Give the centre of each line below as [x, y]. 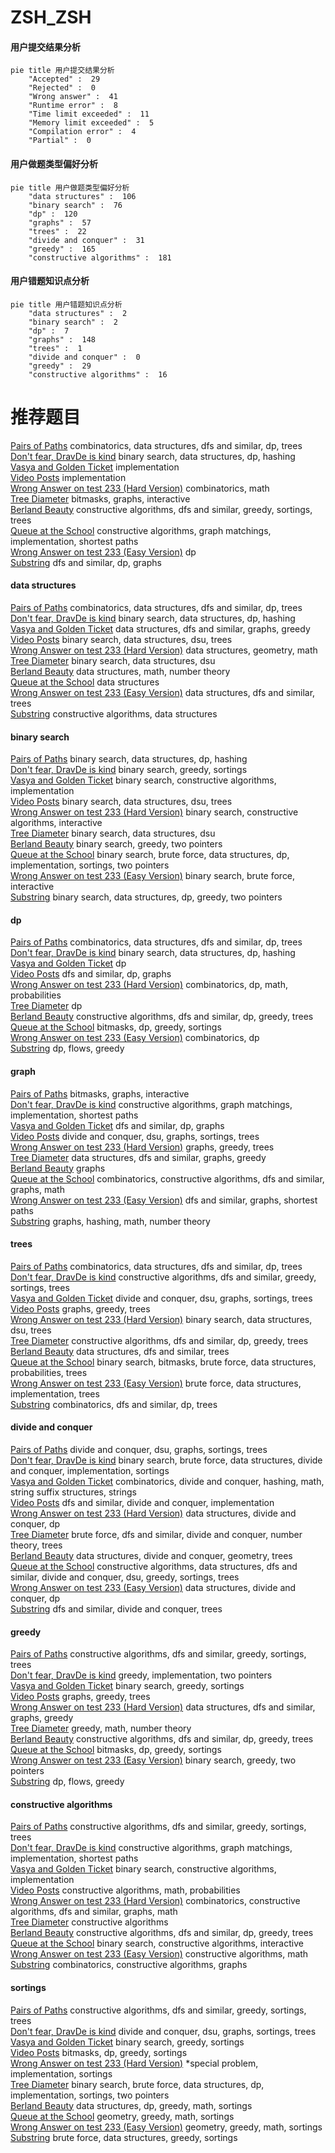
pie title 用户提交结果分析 [62, 71]
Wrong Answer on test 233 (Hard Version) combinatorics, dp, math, [149, 985]
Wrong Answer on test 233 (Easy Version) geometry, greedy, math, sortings [166, 2127]
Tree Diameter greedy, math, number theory [101, 1728]
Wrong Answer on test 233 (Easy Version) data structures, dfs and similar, [163, 692]
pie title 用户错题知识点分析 [66, 304]
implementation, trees [55, 1393]
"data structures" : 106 [82, 196]
